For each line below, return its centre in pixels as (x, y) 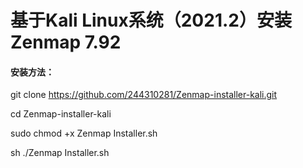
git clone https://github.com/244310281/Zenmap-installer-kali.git (144, 95)
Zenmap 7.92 (66, 42)
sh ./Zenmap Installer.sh (60, 153)
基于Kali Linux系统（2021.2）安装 (151, 20)
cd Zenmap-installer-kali (61, 114)
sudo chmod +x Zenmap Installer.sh (84, 133)
